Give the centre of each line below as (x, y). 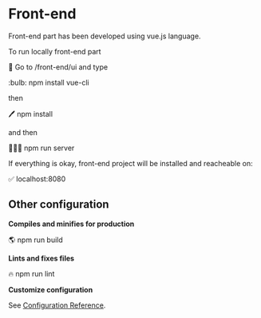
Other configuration (59, 205)
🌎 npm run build (36, 240)
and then (23, 132)
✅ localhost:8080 (37, 179)
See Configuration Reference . (57, 305)
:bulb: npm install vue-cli (49, 82)
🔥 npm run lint (32, 273)
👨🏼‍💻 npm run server (42, 148)
